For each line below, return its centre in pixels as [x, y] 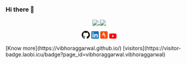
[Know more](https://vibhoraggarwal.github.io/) [64, 48]
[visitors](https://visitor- [152, 48]
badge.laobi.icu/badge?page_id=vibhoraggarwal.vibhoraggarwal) [85, 55]
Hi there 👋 [20, 9]
